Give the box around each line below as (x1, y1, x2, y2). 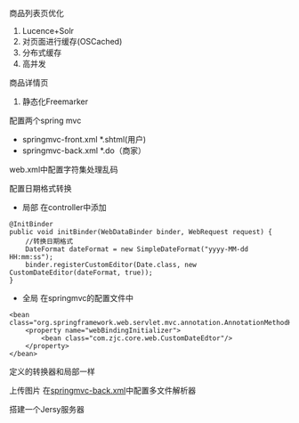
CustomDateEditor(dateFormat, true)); (9, 268, 153, 277)
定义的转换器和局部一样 (9, 366, 95, 377)
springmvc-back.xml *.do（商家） (21, 145, 147, 156)
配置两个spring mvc (9, 115, 82, 126)
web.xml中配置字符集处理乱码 (9, 164, 118, 175)
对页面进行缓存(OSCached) (21, 37, 123, 46)
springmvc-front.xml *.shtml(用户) (21, 134, 147, 144)
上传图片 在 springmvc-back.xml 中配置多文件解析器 (9, 386, 197, 395)
